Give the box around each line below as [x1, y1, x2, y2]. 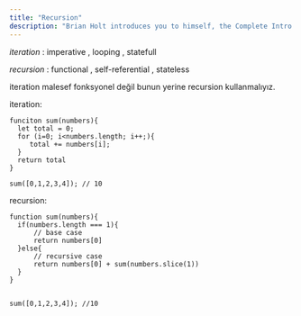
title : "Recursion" [9, 13, 83, 23]
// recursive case [32, 251, 103, 261]
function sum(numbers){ [9, 212, 99, 221]
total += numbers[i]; [29, 140, 111, 149]
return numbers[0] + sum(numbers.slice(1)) [32, 259, 200, 268]
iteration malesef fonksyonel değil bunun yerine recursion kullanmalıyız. [9, 81, 276, 92]
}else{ [17, 244, 42, 253]
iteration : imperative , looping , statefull [9, 46, 157, 57]
